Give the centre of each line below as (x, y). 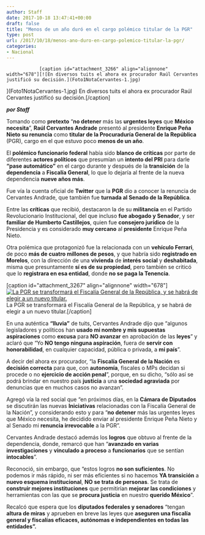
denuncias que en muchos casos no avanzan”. (65, 387)
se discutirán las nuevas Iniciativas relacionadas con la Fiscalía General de (101, 405)
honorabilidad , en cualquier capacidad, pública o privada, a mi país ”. (94, 349)
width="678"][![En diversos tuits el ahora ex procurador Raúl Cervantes (102, 74)
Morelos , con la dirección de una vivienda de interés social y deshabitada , (102, 260)
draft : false (23, 23)
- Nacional (20, 52)
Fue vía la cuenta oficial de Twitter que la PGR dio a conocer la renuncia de (102, 190)
